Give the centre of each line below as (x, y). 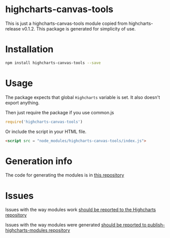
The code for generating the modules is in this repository (65, 175)
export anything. (22, 103)
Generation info (39, 161)
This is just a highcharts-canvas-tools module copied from (66, 23)
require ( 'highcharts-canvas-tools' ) (44, 122)
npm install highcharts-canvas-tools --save (53, 63)
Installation (29, 49)
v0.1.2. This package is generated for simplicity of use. (79, 28)
